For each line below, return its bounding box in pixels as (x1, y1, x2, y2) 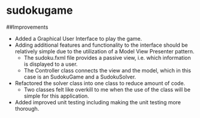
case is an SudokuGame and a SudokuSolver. (23, 73, 137, 80)
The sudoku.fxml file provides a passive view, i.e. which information (23, 54, 191, 61)
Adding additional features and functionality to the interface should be (14, 41, 189, 49)
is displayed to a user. (23, 60, 78, 68)
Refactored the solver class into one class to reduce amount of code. (14, 79, 186, 87)
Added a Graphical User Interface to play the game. (14, 35, 143, 42)
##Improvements (6, 23, 49, 31)
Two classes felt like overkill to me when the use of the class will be (23, 86, 190, 93)
